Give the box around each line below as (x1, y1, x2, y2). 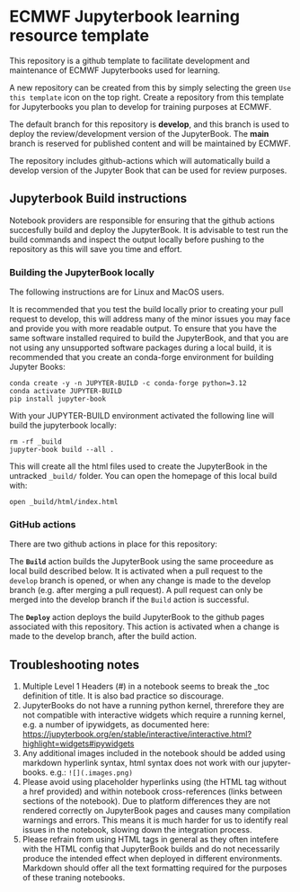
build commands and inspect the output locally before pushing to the (9, 234, 265, 245)
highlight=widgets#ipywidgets (22, 738, 135, 749)
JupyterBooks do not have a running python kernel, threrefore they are (22, 700, 285, 711)
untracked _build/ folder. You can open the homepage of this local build (9, 471, 278, 482)
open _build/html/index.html (9, 498, 119, 507)
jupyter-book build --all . (9, 446, 115, 455)
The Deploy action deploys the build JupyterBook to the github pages (9, 612, 265, 623)
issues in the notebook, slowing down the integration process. (22, 824, 253, 835)
